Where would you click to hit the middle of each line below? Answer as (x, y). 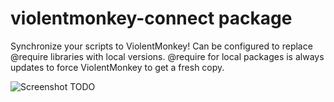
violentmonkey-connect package (151, 18)
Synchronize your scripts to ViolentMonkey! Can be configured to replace (161, 46)
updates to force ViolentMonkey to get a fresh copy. (117, 67)
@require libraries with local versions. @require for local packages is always (167, 56)
